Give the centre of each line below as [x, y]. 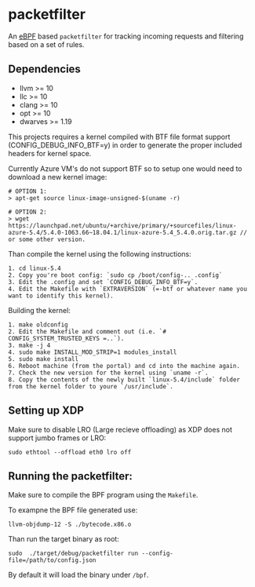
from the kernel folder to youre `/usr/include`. [91, 386]
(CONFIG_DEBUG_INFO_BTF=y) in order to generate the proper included [125, 145]
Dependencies [44, 69]
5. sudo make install [44, 359]
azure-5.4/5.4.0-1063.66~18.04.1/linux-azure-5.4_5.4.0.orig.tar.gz [122, 232]
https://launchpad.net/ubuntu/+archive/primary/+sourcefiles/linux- [122, 225]
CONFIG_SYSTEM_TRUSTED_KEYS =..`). [66, 338]
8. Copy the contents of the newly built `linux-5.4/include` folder [124, 379]
